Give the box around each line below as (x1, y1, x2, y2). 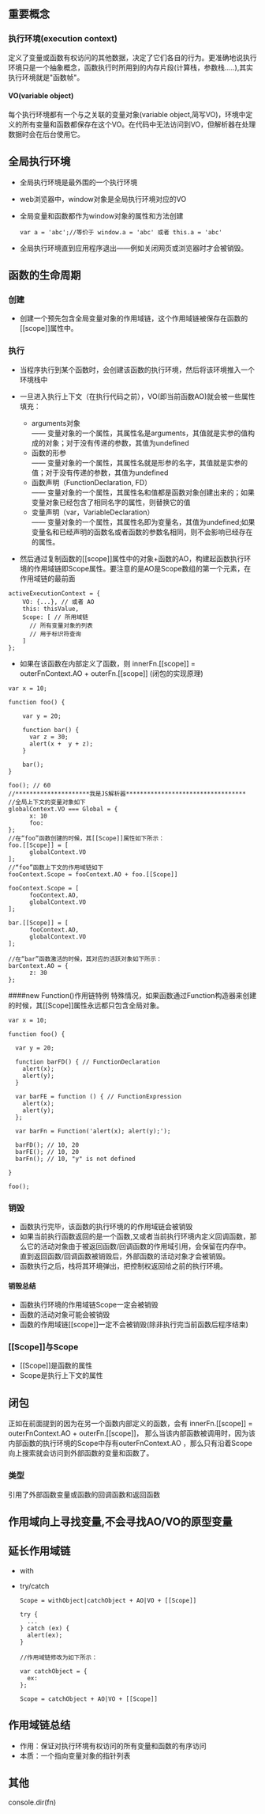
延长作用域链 (8, 1544, 71, 1558)
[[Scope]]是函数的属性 (19, 1360, 93, 1371)
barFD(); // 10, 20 (15, 1140, 80, 1149)
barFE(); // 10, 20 (15, 1148, 80, 1156)
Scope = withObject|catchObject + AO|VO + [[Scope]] (19, 1596, 197, 1604)
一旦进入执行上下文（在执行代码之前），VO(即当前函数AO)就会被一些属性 (19, 391, 256, 401)
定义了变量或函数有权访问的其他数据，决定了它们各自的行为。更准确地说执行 (8, 52, 257, 62)
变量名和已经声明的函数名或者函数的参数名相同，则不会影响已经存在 (31, 527, 253, 537)
